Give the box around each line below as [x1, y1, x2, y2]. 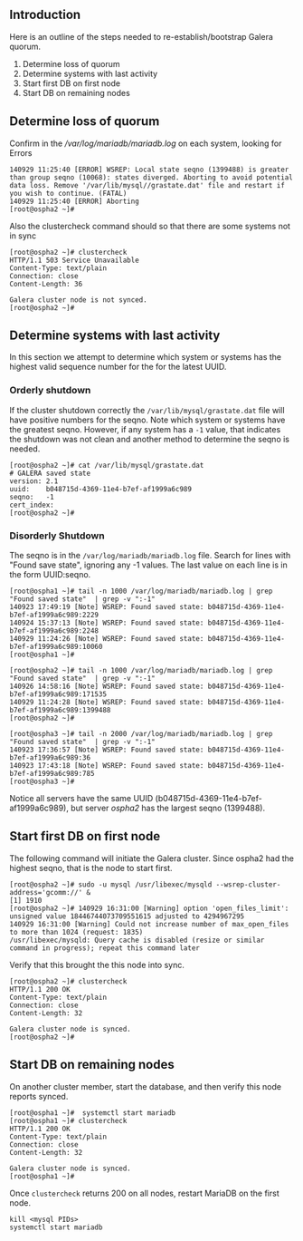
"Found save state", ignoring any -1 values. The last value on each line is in [9, 559, 288, 570]
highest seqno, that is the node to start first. [9, 862, 174, 873]
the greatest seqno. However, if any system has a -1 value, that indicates [9, 423, 281, 434]
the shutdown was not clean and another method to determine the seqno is [9, 433, 289, 444]
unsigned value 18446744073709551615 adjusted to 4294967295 [9, 911, 245, 921]
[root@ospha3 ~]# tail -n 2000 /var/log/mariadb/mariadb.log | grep [9, 730, 273, 739]
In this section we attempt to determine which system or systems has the [9, 352, 282, 363]
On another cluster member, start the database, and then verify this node [9, 1081, 282, 1091]
